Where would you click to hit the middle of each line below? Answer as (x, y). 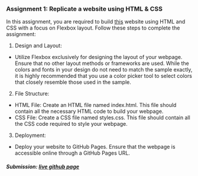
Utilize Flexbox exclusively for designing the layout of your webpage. (98, 57)
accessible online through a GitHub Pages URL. (72, 153)
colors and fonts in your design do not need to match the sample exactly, (103, 70)
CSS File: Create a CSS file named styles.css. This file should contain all (102, 118)
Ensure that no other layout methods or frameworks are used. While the (102, 63)
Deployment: (30, 135)
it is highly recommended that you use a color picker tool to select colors (103, 76)
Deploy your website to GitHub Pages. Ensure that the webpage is (95, 147)
